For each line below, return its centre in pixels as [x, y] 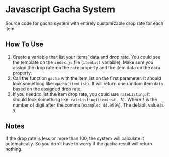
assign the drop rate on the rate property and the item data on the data [86, 67]
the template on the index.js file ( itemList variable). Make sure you [83, 62]
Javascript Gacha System [60, 9]
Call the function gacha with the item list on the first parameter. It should [87, 78]
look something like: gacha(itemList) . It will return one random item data [88, 83]
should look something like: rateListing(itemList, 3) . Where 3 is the [85, 99]
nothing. [14, 149]
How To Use [24, 45]
